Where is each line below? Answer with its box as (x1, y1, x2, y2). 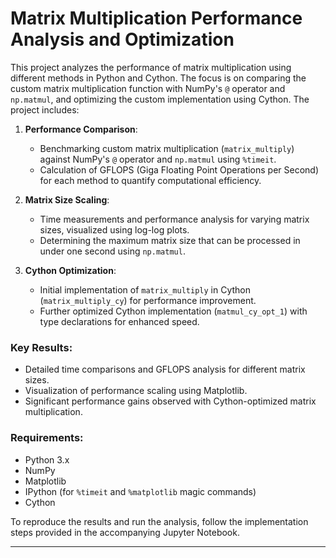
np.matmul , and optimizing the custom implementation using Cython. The (10, 93, 310, 105)
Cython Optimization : (24, 264, 117, 276)
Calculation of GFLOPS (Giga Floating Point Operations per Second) (39, 163, 320, 176)
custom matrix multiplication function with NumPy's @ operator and (10, 82, 286, 94)
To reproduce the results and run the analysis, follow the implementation (10, 515, 309, 527)
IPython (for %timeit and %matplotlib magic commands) (24, 485, 257, 497)
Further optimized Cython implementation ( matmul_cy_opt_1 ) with (39, 305, 308, 317)
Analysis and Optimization (10, 28, 235, 51)
